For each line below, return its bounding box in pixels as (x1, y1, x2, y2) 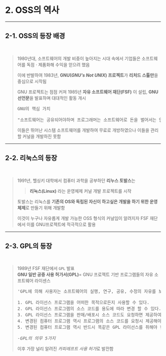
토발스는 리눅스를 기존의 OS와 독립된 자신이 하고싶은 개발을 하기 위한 (17, 198, 149, 204)
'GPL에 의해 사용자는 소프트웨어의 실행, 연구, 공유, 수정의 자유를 (17, 289, 157, 294)
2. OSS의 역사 (5, 4, 59, 16)
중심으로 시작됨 (17, 78, 47, 84)
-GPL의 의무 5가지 (17, 336, 56, 341)
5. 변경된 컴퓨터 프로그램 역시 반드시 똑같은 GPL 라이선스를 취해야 (17, 324, 158, 330)
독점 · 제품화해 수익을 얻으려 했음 (26, 61, 90, 67)
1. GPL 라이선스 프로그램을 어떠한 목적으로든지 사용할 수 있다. (17, 300, 150, 306)
